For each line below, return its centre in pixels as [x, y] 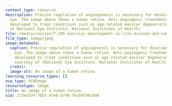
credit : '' [21, 67]
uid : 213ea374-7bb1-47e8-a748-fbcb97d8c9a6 [52, 95]
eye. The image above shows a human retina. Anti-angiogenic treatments [89, 19]
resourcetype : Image [27, 86]
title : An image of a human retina [43, 90]
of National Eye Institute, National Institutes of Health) [75, 29]
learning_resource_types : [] [36, 76]
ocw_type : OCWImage [26, 81]
